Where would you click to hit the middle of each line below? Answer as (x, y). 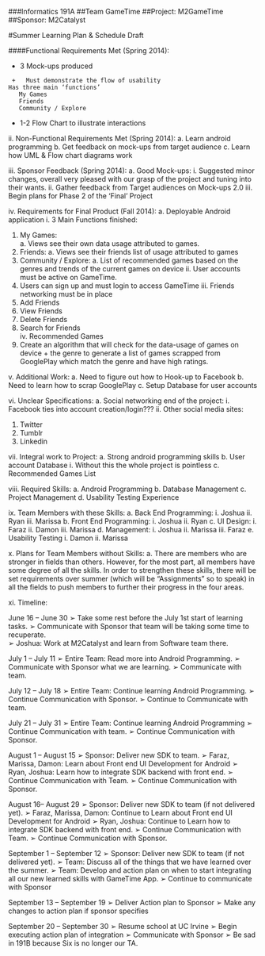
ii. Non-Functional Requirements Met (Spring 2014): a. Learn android (119, 138)
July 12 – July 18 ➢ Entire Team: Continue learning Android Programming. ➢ (131, 691)
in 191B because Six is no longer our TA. (73, 943)
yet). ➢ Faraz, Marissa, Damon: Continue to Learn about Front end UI (121, 813)
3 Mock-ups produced (56, 66)
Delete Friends (44, 319)
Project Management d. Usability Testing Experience (94, 497)
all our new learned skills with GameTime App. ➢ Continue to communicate (130, 879)
